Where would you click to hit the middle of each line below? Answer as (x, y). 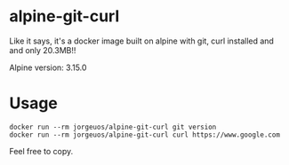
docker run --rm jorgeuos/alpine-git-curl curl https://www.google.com (144, 135)
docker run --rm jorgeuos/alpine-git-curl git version (113, 127)
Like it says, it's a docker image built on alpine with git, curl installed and (141, 41)
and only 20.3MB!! (43, 50)
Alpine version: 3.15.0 (48, 67)
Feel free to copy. (41, 151)
